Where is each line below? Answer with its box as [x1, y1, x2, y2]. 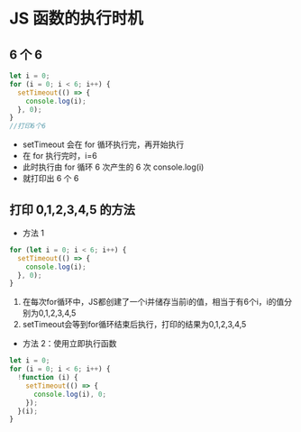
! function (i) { [17, 373, 78, 382]
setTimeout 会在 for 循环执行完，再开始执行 [22, 139, 185, 150]
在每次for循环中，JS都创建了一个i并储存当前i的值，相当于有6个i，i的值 [22, 297, 285, 308]
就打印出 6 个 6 [22, 173, 79, 184]
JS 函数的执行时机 [9, 8, 144, 29]
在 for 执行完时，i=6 [22, 151, 97, 161]
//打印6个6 [9, 122, 47, 131]
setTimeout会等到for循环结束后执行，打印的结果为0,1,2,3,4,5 [22, 319, 247, 330]
